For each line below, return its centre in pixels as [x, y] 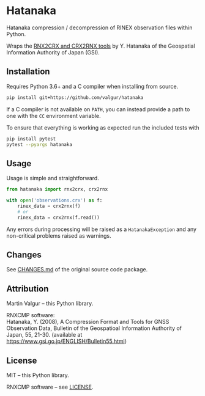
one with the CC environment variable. [54, 116]
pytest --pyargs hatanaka [39, 144]
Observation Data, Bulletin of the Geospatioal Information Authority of [94, 328]
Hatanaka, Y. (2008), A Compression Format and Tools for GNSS [88, 322]
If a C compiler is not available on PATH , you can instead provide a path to [98, 109]
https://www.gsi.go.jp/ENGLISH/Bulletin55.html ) [67, 341]
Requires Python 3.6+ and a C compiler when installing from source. [92, 86]
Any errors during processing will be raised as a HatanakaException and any [102, 229]
